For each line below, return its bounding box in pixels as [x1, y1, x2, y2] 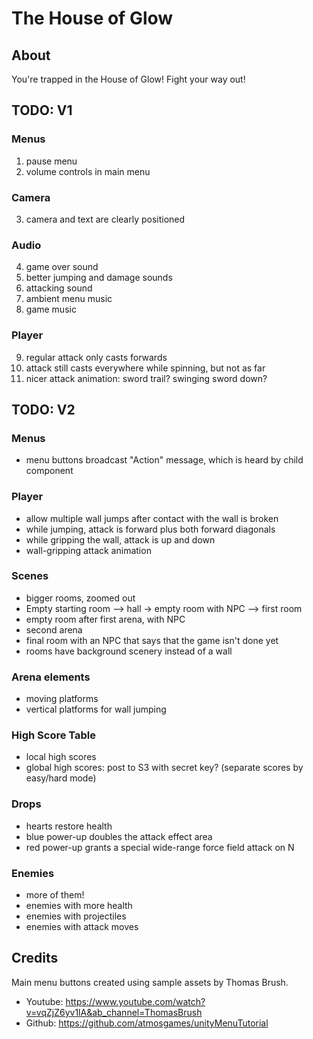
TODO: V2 [11, 401, 76, 418]
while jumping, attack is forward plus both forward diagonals [25, 523, 276, 535]
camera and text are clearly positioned [25, 213, 186, 225]
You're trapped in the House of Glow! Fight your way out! [11, 73, 246, 85]
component [25, 465, 74, 477]
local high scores [25, 751, 97, 763]
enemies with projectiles [25, 910, 127, 922]
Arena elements [11, 670, 91, 684]
